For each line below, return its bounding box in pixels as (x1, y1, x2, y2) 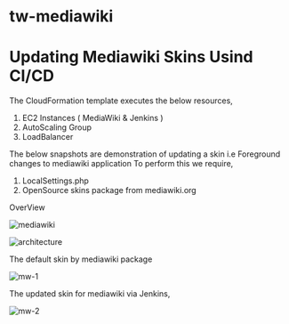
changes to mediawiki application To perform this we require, (9, 158, 234, 169)
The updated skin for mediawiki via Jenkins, (9, 288, 171, 299)
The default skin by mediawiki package (9, 254, 153, 264)
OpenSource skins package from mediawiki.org (21, 185, 197, 196)
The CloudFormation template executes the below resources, (9, 95, 233, 106)
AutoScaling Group (21, 122, 92, 133)
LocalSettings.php (21, 175, 89, 186)
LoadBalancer (21, 132, 74, 142)
